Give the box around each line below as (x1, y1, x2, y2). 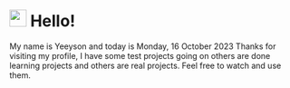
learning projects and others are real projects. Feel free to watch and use (9, 60, 282, 71)
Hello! (30, 11, 76, 32)
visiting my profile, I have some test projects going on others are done (9, 50, 271, 61)
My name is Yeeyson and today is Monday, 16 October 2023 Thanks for (9, 41, 276, 52)
